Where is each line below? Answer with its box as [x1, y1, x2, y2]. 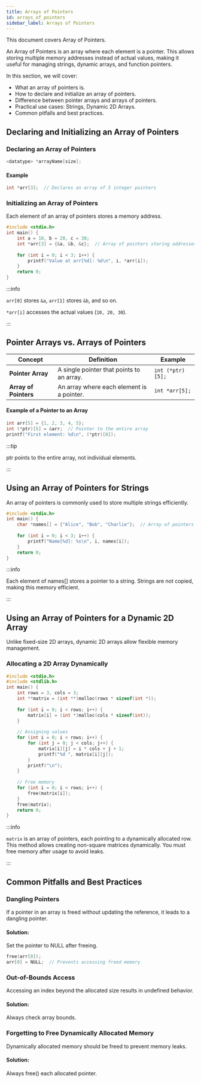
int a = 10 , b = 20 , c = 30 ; [17, 235, 90, 242]
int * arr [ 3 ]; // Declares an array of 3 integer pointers [6, 185, 157, 191]
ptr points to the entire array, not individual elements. [6, 454, 136, 461]
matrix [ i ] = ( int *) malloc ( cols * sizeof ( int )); [28, 712, 151, 718]
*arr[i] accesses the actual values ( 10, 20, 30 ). [6, 308, 127, 316]
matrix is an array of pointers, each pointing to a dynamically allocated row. [6, 835, 193, 842]
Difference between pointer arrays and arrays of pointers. [14, 97, 157, 104]
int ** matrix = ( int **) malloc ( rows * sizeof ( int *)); [17, 695, 157, 701]
